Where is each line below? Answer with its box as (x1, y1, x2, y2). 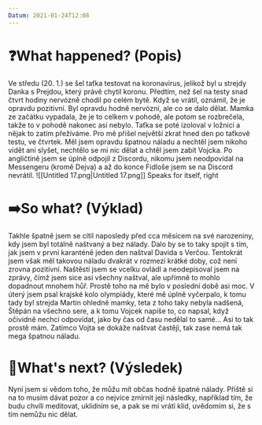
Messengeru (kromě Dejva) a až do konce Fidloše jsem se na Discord (8, 162, 234, 172)
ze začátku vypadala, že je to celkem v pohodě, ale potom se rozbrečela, (8, 112, 245, 121)
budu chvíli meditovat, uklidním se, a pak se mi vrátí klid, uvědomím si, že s (8, 401, 252, 411)
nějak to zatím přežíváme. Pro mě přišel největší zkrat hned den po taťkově (8, 128, 250, 138)
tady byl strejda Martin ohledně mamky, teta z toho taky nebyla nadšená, (8, 297, 244, 307)
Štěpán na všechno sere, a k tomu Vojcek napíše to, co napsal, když (8, 306, 230, 316)
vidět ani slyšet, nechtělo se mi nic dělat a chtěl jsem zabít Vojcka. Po (8, 145, 233, 154)
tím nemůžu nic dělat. (8, 410, 79, 419)
